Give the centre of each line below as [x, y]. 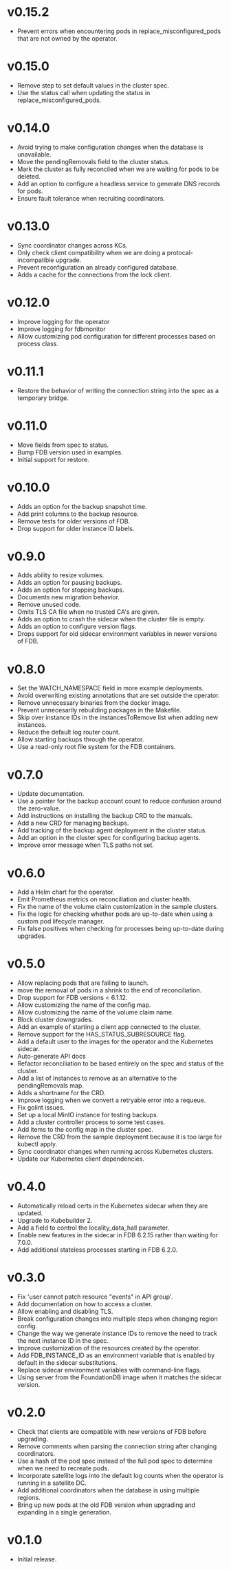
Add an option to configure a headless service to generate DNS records [119, 183]
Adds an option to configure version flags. [77, 627]
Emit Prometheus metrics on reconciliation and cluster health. [104, 899]
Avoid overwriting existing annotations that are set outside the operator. [118, 696]
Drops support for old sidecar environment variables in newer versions [117, 634]
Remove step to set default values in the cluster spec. [93, 85]
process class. [37, 343]
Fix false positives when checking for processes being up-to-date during [120, 929]
